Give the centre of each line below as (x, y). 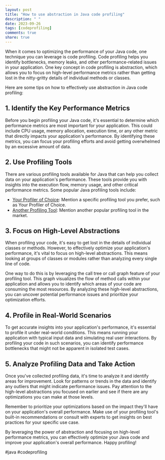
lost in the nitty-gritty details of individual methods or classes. (68, 78)
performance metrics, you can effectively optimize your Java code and (77, 437)
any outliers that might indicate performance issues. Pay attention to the (79, 386)
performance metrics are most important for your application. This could (79, 125)
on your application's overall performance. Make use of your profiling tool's (82, 411)
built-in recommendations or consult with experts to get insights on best (79, 417)
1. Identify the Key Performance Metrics (67, 108)
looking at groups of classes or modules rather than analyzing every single (81, 259)
